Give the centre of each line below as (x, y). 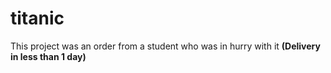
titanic (37, 18)
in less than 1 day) (48, 56)
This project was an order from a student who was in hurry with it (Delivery (165, 46)
